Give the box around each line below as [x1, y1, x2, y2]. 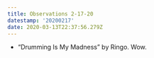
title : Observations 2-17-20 [7, 10, 94, 18]
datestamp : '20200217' [7, 17, 75, 24]
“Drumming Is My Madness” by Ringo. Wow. [17, 43, 147, 52]
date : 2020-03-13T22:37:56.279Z [7, 23, 103, 30]
